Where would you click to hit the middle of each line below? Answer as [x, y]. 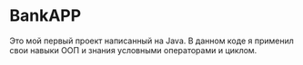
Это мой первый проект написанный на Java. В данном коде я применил [151, 41]
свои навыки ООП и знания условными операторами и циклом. [133, 50]
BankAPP [45, 16]
